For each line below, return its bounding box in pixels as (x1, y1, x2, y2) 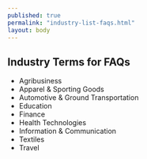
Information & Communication (18, 127, 116, 136)
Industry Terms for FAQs (7, 55, 131, 68)
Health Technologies (18, 118, 87, 128)
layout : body (7, 26, 51, 34)
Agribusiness (18, 76, 62, 86)
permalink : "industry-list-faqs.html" (7, 19, 135, 27)
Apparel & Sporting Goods (18, 84, 104, 94)
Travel (18, 143, 40, 153)
